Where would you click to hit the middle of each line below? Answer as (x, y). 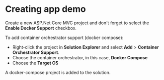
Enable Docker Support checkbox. (41, 28)
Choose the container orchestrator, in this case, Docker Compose (80, 57)
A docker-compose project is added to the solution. (58, 72)
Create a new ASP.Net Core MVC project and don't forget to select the (77, 23)
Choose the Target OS (35, 63)
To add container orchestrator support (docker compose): (64, 38)
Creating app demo (45, 9)
